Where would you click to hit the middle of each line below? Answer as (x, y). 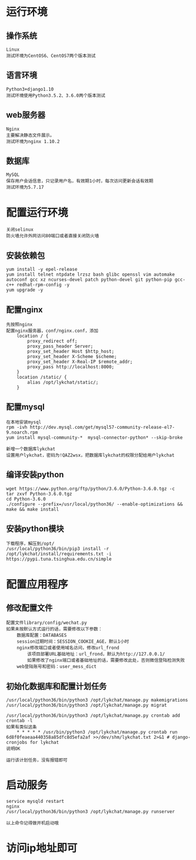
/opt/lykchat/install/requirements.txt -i (59, 554)
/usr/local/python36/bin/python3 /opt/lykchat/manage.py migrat (87, 705)
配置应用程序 (37, 584)
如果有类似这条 (21, 727)
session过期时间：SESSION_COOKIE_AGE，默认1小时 (73, 642)
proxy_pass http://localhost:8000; (71, 367)
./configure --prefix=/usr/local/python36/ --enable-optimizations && (94, 504)
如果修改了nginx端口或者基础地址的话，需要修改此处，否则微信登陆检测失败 (106, 660)
